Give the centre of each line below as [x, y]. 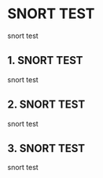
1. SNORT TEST [45, 61]
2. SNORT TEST [46, 105]
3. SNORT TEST [46, 148]
